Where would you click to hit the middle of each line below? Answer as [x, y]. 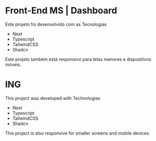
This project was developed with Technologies [53, 98]
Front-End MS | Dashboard [61, 11]
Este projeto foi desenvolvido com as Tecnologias [56, 24]
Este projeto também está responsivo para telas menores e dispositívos [78, 59]
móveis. [13, 64]
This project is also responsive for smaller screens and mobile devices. [78, 133]
